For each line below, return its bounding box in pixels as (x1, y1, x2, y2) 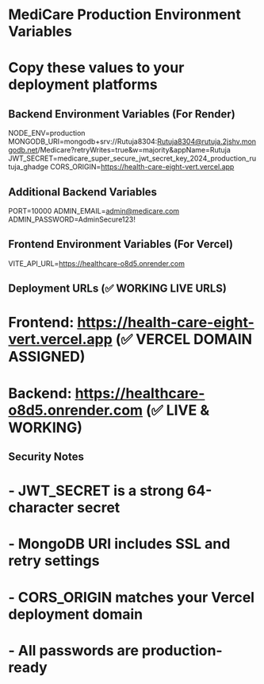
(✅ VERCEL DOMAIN (115, 330, 252, 349)
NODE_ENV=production (8, 129, 86, 138)
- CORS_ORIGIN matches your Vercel (8, 588, 255, 606)
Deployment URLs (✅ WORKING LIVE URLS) (8, 282, 228, 296)
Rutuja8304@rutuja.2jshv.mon (157, 137, 256, 146)
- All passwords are (8, 641, 139, 659)
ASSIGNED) (8, 348, 86, 366)
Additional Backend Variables (8, 185, 157, 199)
